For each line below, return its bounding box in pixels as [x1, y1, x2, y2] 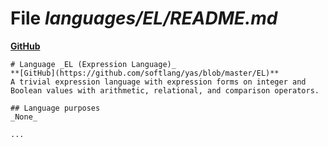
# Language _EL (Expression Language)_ [10, 59, 177, 69]
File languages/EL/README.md [10, 7, 278, 30]
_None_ [10, 112, 38, 122]
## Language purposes [10, 103, 101, 113]
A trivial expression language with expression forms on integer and [10, 77, 307, 87]
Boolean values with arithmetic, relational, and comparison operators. [10, 85, 320, 96]
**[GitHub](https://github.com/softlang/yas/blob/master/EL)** [10, 68, 280, 78]
